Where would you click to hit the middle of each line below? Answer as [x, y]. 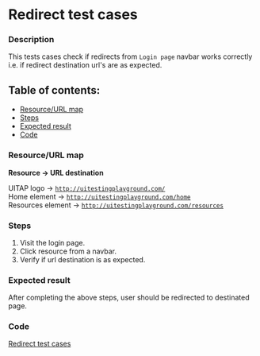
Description [31, 40]
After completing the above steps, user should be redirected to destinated [129, 298]
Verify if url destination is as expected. [82, 259]
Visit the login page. [52, 242]
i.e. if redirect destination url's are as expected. [85, 65]
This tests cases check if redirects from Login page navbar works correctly [130, 56]
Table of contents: [54, 90]
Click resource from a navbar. [68, 251]
